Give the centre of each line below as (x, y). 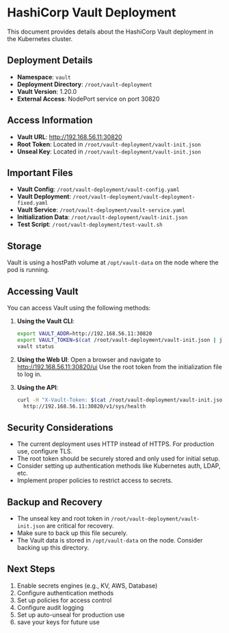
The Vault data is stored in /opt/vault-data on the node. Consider (110, 540)
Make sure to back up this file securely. (72, 533)
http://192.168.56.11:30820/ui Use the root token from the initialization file (119, 367)
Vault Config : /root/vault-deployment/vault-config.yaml (98, 189)
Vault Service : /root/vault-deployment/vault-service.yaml (101, 210)
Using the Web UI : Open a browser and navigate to (89, 359)
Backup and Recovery (55, 502)
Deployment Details (50, 61)
